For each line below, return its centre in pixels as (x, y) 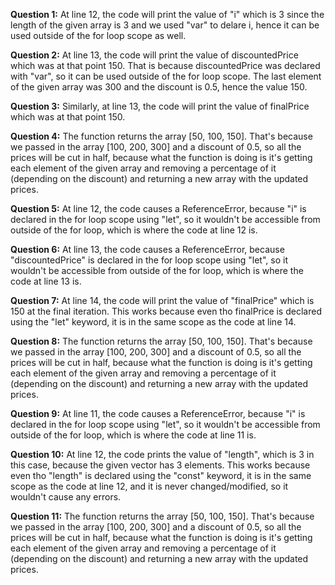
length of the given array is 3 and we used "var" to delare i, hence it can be (165, 25)
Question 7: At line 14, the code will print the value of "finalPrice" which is (162, 300)
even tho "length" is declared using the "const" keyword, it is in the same (161, 475)
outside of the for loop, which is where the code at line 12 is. (134, 230)
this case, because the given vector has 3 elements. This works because (160, 465)
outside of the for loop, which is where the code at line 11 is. (133, 435)
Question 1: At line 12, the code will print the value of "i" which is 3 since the (167, 14)
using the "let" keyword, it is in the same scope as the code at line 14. (153, 322)
